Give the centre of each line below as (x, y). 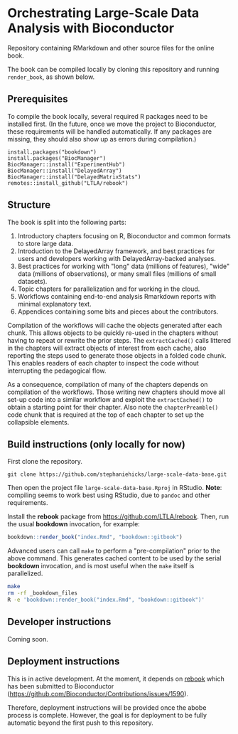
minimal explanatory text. (54, 304)
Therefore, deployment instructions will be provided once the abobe (107, 707)
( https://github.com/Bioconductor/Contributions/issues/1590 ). (98, 693)
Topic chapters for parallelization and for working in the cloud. (109, 289)
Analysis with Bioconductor (91, 28)
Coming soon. (28, 639)
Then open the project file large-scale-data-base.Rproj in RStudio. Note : (115, 488)
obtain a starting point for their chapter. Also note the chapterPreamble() (113, 407)
